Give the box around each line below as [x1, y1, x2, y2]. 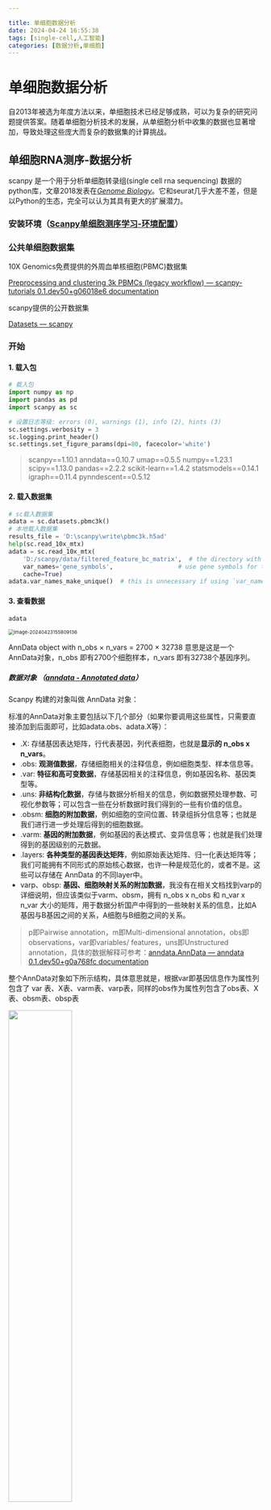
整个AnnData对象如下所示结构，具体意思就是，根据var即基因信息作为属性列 [8, 973, 260, 983]
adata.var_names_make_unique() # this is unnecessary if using [8, 578, 229, 586]
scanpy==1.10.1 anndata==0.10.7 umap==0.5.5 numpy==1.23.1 [27, 455, 232, 465]
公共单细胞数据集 [8, 241, 75, 253]
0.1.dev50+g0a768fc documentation [27, 957, 149, 967]
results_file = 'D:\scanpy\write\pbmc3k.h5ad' [8, 533, 168, 541]
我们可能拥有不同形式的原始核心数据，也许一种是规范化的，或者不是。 [19, 860, 254, 870]
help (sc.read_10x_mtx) [8, 540, 85, 549]
